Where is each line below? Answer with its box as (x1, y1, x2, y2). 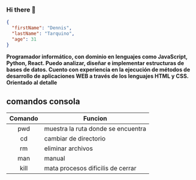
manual (44, 154, 66, 163)
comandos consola (6, 97, 80, 107)
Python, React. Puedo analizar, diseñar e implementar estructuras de (6, 59, 184, 66)
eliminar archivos (44, 144, 93, 153)
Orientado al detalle (6, 78, 58, 86)
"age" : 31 (12, 36, 37, 42)
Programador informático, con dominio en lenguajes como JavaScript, (6, 53, 187, 60)
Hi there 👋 (6, 5, 37, 14)
